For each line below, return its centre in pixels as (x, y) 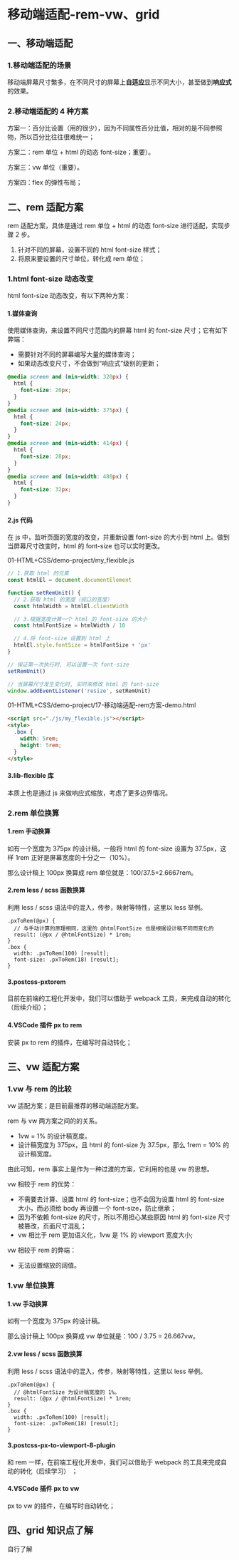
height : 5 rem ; (41, 745)
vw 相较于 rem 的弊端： (42, 1250)
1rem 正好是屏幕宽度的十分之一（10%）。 (75, 857)
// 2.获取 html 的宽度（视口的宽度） (63, 600)
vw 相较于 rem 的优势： (42, 1184)
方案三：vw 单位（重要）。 (46, 168)
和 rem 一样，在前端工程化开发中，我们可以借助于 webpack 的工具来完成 (114, 1462)
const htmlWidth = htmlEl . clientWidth (71, 606)
